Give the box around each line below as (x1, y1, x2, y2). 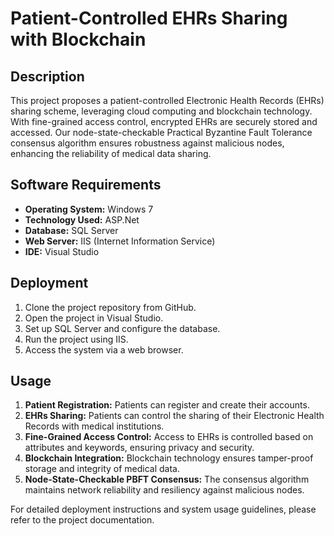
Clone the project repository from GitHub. (24, 301, 197, 313)
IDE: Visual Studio (24, 245, 100, 257)
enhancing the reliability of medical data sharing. (10, 148, 212, 159)
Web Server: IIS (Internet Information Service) (24, 235, 216, 247)
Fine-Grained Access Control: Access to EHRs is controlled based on (24, 431, 314, 443)
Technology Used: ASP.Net (24, 213, 140, 226)
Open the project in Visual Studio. (24, 312, 164, 324)
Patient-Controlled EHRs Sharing (10, 7, 288, 30)
